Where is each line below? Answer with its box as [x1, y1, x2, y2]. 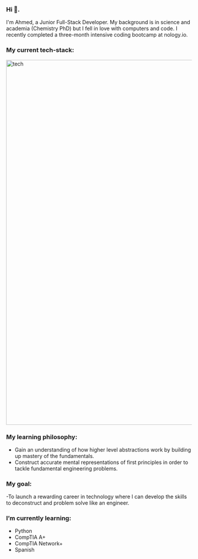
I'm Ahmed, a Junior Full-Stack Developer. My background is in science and [6, 19, 190, 26]
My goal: [6, 479, 32, 488]
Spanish [14, 546, 35, 554]
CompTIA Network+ [14, 540, 63, 547]
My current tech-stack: [6, 46, 75, 54]
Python [14, 528, 32, 535]
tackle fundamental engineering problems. [14, 465, 118, 472]
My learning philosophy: [6, 433, 78, 441]
